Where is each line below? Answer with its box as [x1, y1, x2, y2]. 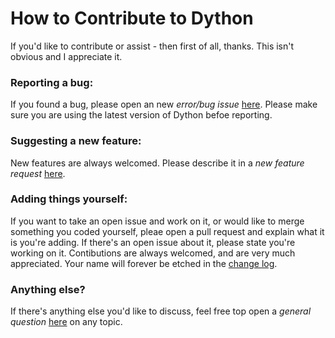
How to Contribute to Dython [10, 7, 254, 30]
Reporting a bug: [10, 75, 94, 89]
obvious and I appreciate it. [10, 50, 123, 62]
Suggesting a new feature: [10, 134, 142, 148]
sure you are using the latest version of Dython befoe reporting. [10, 109, 273, 121]
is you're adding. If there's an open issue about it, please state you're [10, 236, 296, 248]
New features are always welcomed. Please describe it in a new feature [10, 157, 305, 169]
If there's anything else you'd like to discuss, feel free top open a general [10, 305, 312, 317]
